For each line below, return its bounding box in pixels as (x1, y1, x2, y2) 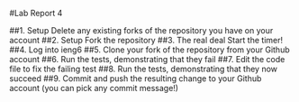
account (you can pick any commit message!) (9, 83, 178, 93)
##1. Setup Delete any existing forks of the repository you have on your (9, 25, 274, 35)
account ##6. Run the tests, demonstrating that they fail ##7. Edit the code (9, 54, 285, 64)
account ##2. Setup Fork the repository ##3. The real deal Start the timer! (9, 35, 284, 45)
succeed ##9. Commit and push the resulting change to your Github (9, 73, 262, 84)
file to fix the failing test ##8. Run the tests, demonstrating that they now (9, 63, 277, 74)
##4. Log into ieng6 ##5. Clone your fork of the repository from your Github (9, 44, 290, 55)
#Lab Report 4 (9, 8, 63, 18)
